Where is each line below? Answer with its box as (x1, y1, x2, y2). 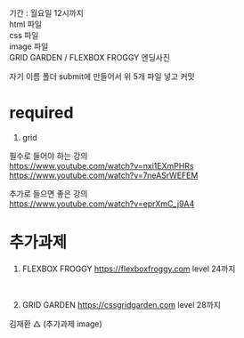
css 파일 (9, 30, 39, 40)
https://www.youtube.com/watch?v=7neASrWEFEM (9, 170, 199, 181)
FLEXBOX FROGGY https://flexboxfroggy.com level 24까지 (21, 263, 236, 274)
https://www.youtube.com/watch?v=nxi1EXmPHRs (9, 160, 194, 171)
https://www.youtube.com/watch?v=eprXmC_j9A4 (9, 198, 195, 209)
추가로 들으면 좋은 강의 (9, 188, 88, 198)
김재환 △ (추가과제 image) (9, 318, 102, 329)
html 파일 (9, 19, 43, 29)
